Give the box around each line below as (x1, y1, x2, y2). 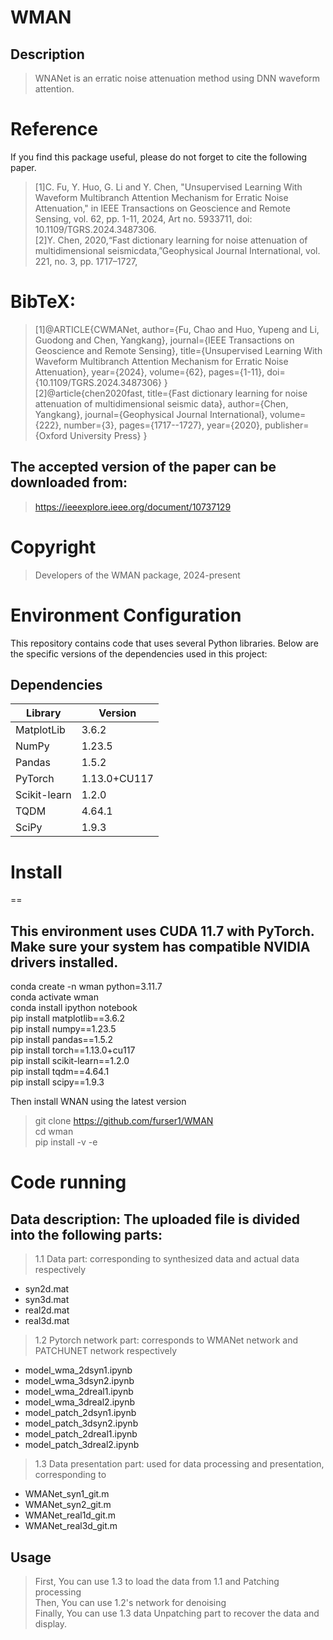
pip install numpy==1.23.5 (10, 1023, 117, 1035)
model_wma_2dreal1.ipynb (24, 1386, 134, 1398)
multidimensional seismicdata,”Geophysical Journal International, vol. (34, 244, 321, 256)
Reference (10, 118, 98, 141)
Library (26, 706, 62, 720)
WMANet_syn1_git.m (24, 1488, 110, 1500)
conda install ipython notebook (10, 1002, 138, 1014)
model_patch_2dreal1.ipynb (24, 1428, 138, 1440)
